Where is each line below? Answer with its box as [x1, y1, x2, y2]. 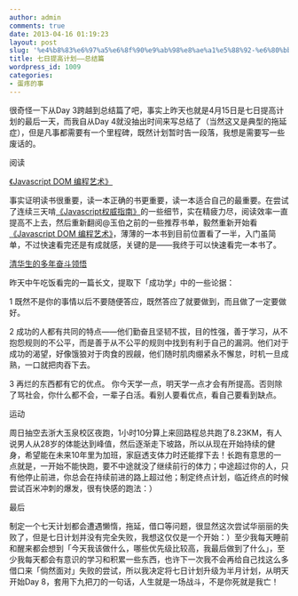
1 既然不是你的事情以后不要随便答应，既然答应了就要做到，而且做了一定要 [9, 295, 279, 307]
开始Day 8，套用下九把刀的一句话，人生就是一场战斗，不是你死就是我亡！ [9, 576, 279, 587]
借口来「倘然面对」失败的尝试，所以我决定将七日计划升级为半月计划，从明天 [9, 565, 289, 576]
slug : [9, 46, 29, 55]
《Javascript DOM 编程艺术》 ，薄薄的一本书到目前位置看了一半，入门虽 [9, 228, 269, 238]
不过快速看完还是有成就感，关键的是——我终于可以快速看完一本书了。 [24, 239, 281, 250]
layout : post [9, 37, 58, 47]
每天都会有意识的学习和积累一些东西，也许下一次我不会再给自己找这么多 [24, 553, 289, 565]
